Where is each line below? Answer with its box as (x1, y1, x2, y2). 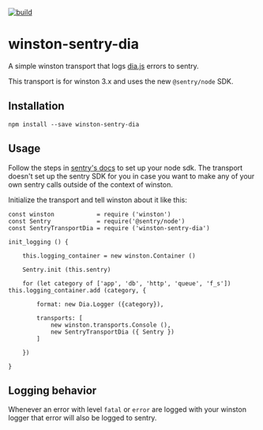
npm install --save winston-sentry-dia (8, 120, 140, 128)
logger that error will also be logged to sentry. (8, 413, 157, 423)
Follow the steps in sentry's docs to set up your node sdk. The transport (8, 163, 243, 172)
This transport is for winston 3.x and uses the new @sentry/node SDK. (8, 76, 234, 86)
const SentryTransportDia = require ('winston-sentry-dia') (8, 224, 211, 232)
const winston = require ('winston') (8, 210, 171, 218)
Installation (8, 100, 65, 113)
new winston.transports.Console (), (50, 321, 171, 329)
